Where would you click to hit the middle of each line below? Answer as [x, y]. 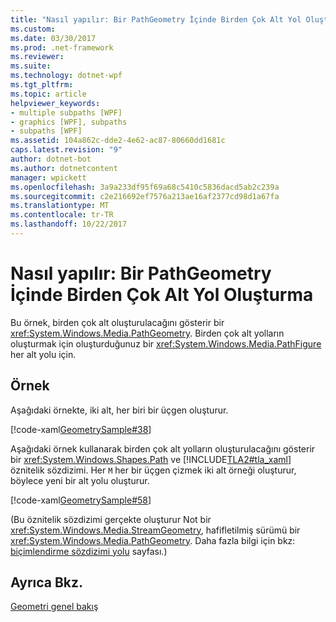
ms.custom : [33, 29]
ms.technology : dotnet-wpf [66, 76]
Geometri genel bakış [54, 607]
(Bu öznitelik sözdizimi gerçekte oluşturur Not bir [111, 519]
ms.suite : [31, 66]
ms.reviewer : [37, 57]
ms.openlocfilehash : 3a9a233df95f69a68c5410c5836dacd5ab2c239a [145, 187]
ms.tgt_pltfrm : [42, 85]
